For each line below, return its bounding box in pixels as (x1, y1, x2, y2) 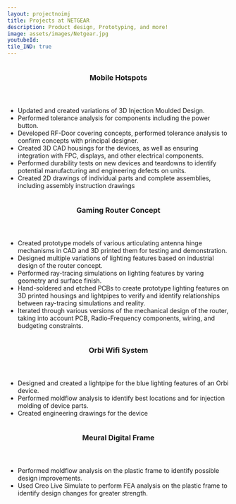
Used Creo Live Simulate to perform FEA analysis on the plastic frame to (17, 481, 228, 490)
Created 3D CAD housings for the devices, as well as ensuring (17, 143, 199, 152)
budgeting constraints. (17, 321, 84, 329)
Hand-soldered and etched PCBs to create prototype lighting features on (17, 283, 229, 292)
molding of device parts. (17, 401, 89, 410)
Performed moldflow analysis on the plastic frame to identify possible (17, 466, 220, 474)
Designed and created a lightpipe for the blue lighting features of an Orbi (17, 379, 229, 387)
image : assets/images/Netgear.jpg (7, 30, 109, 37)
